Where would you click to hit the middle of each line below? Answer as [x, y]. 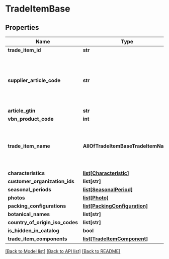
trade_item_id [24, 50]
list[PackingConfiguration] [115, 206]
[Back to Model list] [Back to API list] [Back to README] [63, 251]
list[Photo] [96, 198]
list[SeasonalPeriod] [108, 190]
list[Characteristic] [106, 173]
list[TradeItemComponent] [115, 239]
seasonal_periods [30, 190]
